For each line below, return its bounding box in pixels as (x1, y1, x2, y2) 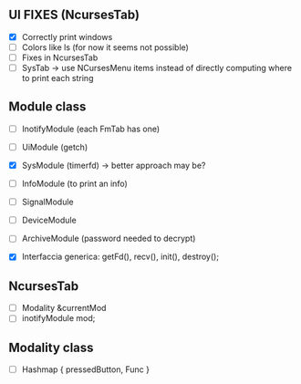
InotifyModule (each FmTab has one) (21, 123, 161, 134)
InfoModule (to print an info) (21, 178, 129, 190)
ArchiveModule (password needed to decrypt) (21, 233, 196, 244)
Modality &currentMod (21, 303, 107, 314)
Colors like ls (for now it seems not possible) (21, 41, 189, 53)
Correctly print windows (21, 31, 113, 42)
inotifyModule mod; (21, 313, 96, 324)
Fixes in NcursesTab (21, 52, 99, 63)
